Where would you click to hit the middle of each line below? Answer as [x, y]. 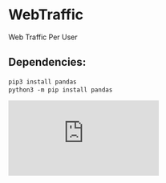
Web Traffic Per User [43, 37]
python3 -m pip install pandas [61, 90]
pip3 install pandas [43, 82]
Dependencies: [47, 62]
